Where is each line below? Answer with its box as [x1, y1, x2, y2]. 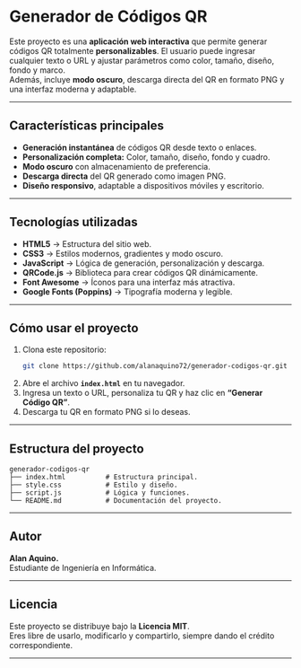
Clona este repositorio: [21, 344, 107, 356]
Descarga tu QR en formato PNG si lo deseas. [21, 407, 191, 417]
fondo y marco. [9, 65, 65, 75]
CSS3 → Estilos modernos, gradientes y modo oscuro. [21, 248, 224, 259]
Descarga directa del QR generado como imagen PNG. [21, 171, 227, 181]
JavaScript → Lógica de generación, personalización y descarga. [21, 258, 265, 268]
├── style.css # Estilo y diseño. [9, 480, 178, 490]
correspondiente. [9, 639, 73, 650]
